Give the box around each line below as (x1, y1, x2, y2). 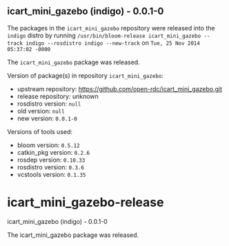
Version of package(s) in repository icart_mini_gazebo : (7, 71, 164, 79)
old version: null (17, 106, 66, 115)
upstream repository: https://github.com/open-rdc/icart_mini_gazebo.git (17, 84, 223, 93)
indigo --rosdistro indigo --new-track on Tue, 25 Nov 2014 (25, 38, 200, 47)
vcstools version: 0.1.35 (17, 170, 86, 178)
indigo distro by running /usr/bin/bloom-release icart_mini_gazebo (7, 31, 201, 39)
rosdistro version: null (17, 100, 81, 108)
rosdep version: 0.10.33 (17, 155, 86, 164)
